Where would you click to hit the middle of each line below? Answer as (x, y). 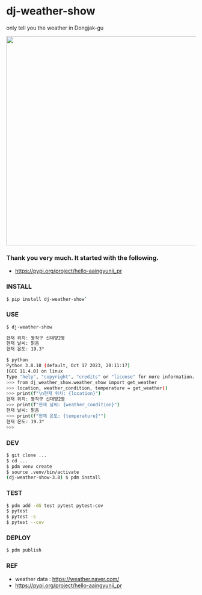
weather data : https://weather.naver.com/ (67, 579)
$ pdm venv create (29, 466)
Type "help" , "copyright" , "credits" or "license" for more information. (101, 377)
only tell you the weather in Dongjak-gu (55, 28)
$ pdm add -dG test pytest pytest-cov (55, 505)
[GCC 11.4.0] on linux (35, 371)
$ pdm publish (24, 550)
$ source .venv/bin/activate (43, 472)
